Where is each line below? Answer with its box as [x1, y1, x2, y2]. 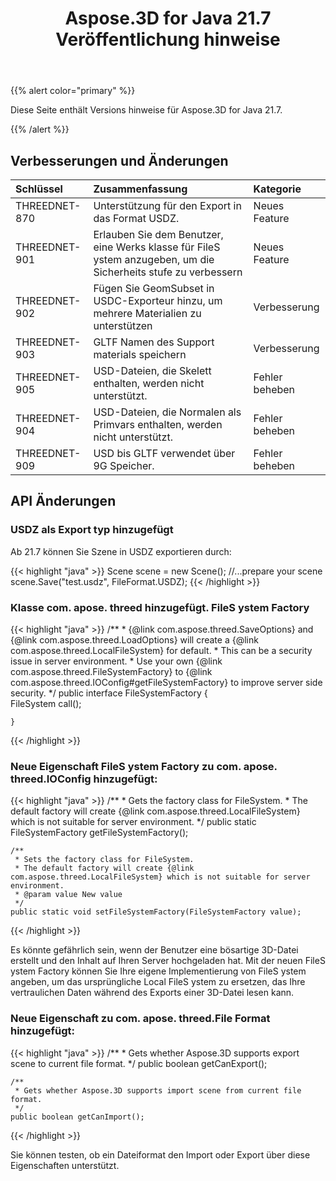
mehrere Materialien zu [93, 307, 202, 320]
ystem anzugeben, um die [93, 253, 215, 266]
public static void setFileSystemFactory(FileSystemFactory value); [10, 907, 302, 917]
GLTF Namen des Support [93, 335, 215, 349]
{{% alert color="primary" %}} [10, 85, 136, 97]
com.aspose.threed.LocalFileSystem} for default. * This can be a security [10, 644, 313, 656]
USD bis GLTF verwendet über [93, 447, 236, 460]
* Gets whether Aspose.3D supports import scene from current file [14, 1085, 302, 1096]
